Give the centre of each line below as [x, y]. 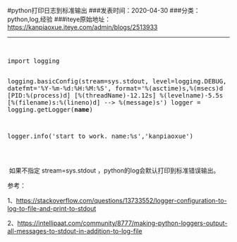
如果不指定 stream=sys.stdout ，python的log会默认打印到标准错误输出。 [114, 171]
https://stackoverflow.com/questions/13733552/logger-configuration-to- [121, 201]
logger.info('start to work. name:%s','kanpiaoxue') [101, 136]
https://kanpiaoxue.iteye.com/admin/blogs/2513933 [83, 27]
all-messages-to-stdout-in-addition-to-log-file [75, 231]
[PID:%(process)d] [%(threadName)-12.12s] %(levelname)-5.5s [115, 95]
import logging [34, 61]
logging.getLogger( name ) [50, 109]
